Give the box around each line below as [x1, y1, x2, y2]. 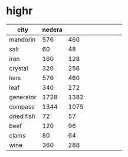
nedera [42, 25, 63, 34]
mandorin [9, 35, 36, 44]
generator [9, 93, 37, 101]
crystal [9, 64, 28, 72]
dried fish [9, 112, 35, 120]
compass [9, 102, 35, 110]
